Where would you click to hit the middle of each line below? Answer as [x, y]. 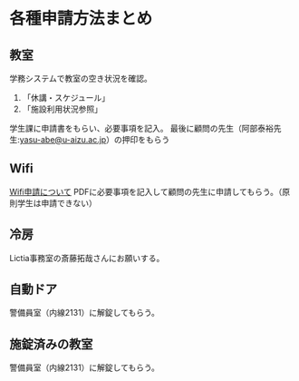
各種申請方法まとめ [81, 19]
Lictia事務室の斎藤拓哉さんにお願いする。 [87, 258]
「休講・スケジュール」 [66, 98]
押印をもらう [146, 140]
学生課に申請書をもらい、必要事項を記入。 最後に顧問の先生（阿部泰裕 [141, 128]
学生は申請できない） [57, 203]
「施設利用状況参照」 [62, 109]
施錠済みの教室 [51, 344]
